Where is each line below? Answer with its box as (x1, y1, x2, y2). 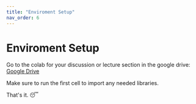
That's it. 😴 (6, 91, 38, 98)
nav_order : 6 (6, 15, 40, 21)
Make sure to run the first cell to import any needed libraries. (6, 80, 159, 87)
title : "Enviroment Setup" (6, 9, 75, 15)
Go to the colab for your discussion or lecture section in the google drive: (6, 61, 191, 69)
